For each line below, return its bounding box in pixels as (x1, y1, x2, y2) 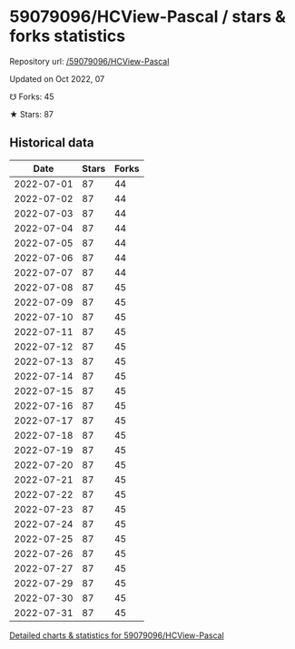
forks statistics (9, 25, 125, 46)
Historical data (9, 135, 94, 151)
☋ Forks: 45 (9, 91, 54, 102)
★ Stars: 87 (9, 108, 54, 119)
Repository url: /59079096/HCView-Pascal (9, 56, 170, 66)
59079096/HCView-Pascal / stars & (9, 6, 286, 27)
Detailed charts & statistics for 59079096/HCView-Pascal (9, 630, 224, 641)
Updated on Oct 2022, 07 (9, 73, 105, 84)
